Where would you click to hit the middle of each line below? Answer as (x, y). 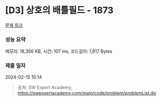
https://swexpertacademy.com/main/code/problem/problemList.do (87, 93)
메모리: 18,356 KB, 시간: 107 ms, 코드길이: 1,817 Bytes (59, 51)
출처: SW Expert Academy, (45, 87)
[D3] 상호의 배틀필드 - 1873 (59, 10)
